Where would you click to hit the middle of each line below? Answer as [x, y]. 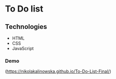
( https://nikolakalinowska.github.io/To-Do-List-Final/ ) [58, 71]
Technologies [26, 27]
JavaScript [23, 48]
